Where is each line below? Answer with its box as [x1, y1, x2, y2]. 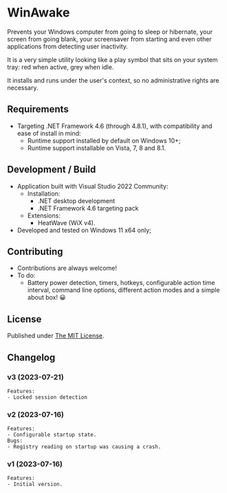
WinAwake [7, 5, 70, 21]
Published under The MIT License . [7, 332, 105, 340]
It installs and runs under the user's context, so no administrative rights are [7, 76, 219, 84]
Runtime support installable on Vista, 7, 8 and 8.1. [27, 143, 166, 152]
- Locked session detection [7, 394, 88, 401]
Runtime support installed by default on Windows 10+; [27, 136, 181, 145]
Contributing [7, 246, 63, 258]
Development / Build [7, 164, 96, 176]
